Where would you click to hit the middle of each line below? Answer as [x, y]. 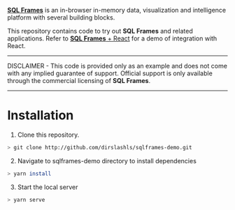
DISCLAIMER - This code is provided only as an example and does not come [117, 66]
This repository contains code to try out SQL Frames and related [100, 31]
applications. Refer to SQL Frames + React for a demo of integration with [112, 38]
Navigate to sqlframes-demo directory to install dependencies [107, 160]
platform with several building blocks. [61, 17]
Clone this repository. [48, 135]
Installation [41, 115]
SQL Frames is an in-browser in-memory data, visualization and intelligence [117, 10]
